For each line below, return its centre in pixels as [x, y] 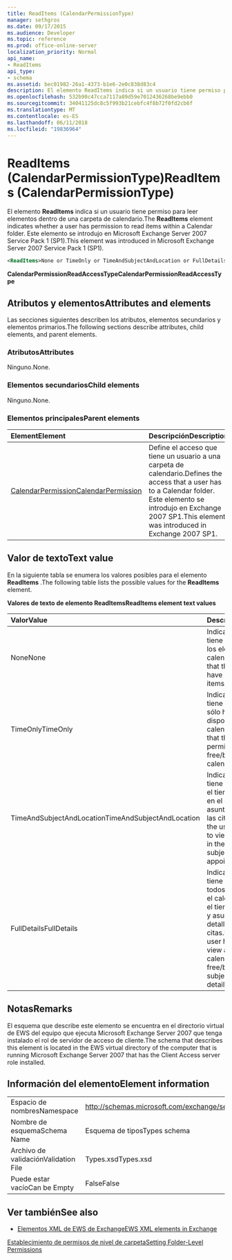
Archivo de [28, 1151]
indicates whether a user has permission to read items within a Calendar [110, 226]
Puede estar [30, 1179]
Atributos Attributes [41, 352]
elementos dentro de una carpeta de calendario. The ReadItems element [110, 219]
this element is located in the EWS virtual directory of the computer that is [112, 1047]
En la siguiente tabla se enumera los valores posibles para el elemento [107, 575]
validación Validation [43, 1159]
